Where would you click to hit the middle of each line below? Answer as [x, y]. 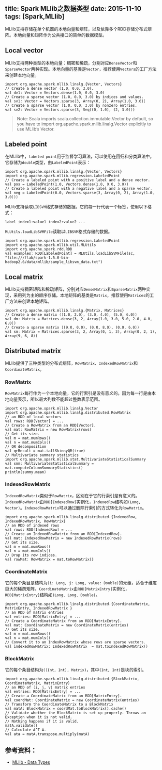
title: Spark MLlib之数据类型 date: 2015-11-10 [73, 9]
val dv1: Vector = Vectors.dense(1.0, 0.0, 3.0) [55, 93]
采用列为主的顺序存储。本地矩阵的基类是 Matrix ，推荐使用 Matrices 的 [81, 295]
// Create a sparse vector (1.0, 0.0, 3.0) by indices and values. [74, 97]
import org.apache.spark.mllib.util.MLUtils [51, 245]
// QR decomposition [26, 447]
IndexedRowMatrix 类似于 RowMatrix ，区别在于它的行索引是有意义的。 [72, 495]
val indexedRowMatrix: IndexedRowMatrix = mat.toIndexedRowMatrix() [77, 646]
